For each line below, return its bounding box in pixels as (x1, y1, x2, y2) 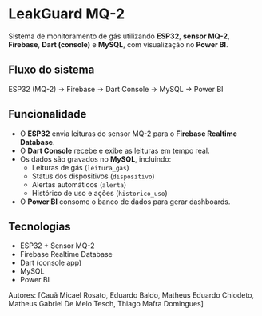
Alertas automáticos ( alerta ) (31, 179, 127, 189)
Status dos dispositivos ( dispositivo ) (31, 171, 155, 181)
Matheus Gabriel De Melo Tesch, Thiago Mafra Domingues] (8, 299, 204, 309)
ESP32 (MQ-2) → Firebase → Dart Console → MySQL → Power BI (8, 84, 224, 94)
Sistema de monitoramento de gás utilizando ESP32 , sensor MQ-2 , (8, 31, 230, 41)
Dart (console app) (19, 258, 82, 268)
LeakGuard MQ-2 (8, 5, 125, 23)
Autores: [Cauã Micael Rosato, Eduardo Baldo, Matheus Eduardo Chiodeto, (8, 290, 254, 300)
